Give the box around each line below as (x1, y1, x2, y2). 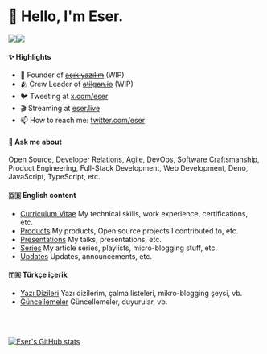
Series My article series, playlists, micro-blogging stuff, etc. (19, 243, 218, 253)
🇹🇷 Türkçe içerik (8, 270, 68, 280)
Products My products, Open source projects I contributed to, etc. (19, 225, 239, 236)
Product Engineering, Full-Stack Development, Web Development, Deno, (8, 163, 249, 173)
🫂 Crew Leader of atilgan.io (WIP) (19, 80, 134, 89)
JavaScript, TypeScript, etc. (8, 172, 101, 182)
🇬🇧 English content (8, 190, 76, 200)
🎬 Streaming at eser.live (19, 104, 101, 113)
